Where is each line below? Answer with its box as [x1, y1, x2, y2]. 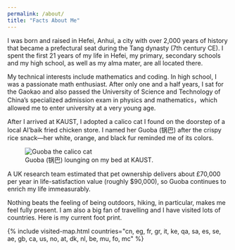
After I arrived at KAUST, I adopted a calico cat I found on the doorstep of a [7, 117, 225, 125]
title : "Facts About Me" [7, 17, 80, 24]
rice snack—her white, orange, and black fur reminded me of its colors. [7, 133, 214, 142]
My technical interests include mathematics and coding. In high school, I [7, 72, 217, 81]
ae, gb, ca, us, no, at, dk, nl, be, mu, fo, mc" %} [7, 234, 144, 243]
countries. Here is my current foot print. [7, 213, 122, 222]
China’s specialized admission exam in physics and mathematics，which [7, 96, 218, 104]
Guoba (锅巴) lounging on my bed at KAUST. [25, 156, 153, 164]
